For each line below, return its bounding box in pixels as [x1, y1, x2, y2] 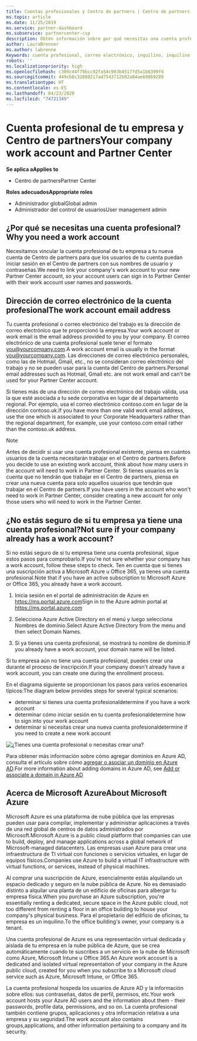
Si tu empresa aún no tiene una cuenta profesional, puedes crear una [6, 657, 173, 664]
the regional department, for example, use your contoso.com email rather [6, 419, 184, 426]
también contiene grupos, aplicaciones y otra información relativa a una [6, 1009, 180, 1016]
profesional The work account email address [6, 305, 171, 315]
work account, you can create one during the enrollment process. [6, 670, 165, 676]
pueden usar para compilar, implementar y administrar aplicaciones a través [6, 819, 189, 826]
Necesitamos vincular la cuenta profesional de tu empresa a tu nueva [6, 248, 174, 255]
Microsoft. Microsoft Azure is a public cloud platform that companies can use [6, 831, 191, 838]
